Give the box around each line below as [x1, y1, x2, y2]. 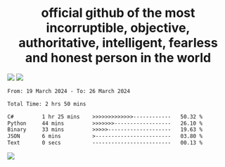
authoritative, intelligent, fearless [18, 35, 218, 51]
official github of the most [41, 5, 195, 21]
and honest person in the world [25, 50, 212, 66]
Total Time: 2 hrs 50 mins [7, 100, 86, 107]
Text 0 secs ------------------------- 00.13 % [7, 140, 202, 147]
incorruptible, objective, [46, 20, 191, 36]
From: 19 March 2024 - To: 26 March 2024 [7, 87, 131, 94]
